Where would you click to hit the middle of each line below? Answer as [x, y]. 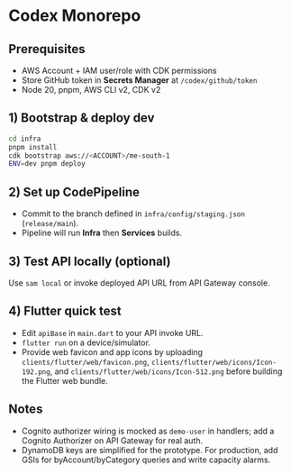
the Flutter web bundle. [65, 380]
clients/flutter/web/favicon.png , [85, 361]
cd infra [25, 139]
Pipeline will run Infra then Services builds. [101, 233]
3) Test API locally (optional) [90, 261]
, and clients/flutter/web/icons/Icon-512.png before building [166, 371]
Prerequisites [47, 49]
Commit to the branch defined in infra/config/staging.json [133, 214]
